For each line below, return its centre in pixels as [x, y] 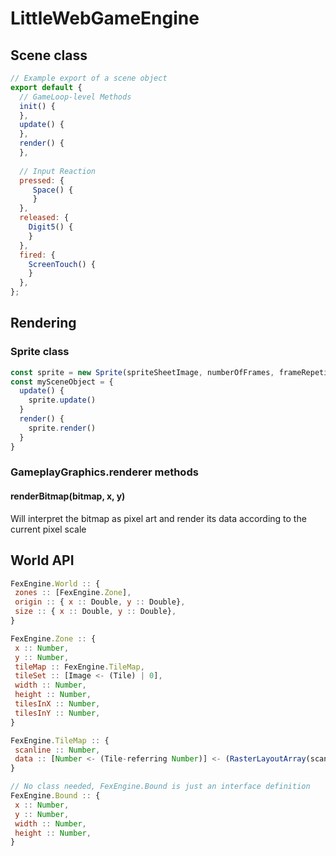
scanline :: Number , [57, 750]
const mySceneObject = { [62, 382]
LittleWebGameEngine [105, 18]
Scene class [49, 55]
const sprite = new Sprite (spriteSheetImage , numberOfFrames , [142, 372]
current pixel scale [48, 529]
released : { [44, 218]
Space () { [53, 190]
